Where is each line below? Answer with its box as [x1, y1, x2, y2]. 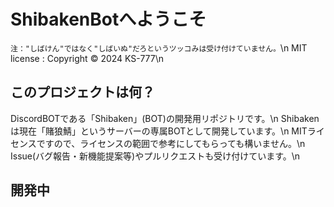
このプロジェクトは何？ [10, 84, 155, 101]
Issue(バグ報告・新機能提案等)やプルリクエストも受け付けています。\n [10, 150, 301, 162]
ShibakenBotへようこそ [10, 8, 207, 31]
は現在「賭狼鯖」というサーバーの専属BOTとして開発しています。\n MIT [10, 125, 308, 137]
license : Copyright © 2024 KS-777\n [10, 52, 165, 64]
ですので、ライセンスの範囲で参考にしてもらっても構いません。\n [36, 137, 306, 149]
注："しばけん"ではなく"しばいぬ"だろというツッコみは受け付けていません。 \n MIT [10, 41, 308, 54]
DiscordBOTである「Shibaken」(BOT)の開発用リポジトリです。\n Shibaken [10, 112, 320, 124]
